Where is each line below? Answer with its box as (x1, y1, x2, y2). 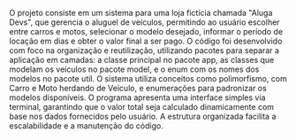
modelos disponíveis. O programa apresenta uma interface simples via (9, 92, 266, 103)
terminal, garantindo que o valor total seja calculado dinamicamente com (9, 102, 275, 112)
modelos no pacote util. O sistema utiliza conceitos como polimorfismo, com (9, 74, 287, 83)
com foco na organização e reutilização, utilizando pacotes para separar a (9, 45, 280, 56)
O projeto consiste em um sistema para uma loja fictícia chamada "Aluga (9, 8, 273, 18)
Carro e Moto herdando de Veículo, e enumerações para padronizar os (9, 83, 267, 93)
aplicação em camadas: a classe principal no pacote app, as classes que (9, 55, 275, 65)
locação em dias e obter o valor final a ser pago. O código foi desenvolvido (9, 35, 283, 46)
